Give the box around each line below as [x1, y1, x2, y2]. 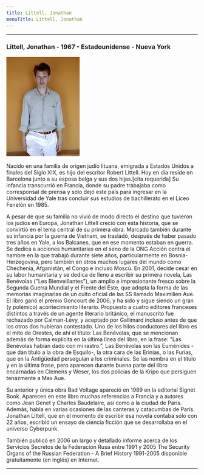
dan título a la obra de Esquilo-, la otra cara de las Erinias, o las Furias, [17, 348, 193, 356]
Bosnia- [168, 251, 188, 258]
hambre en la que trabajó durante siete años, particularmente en [6, 251, 168, 258]
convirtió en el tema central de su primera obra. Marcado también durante [6, 226, 192, 233]
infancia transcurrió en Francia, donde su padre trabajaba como [6, 181, 166, 189]
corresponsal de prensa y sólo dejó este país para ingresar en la [6, 188, 167, 195]
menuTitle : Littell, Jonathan [6, 16, 83, 23]
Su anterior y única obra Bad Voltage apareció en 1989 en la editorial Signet [6, 386, 195, 394]
